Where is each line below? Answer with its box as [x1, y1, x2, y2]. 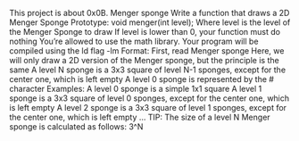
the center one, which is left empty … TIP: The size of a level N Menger [9, 112, 270, 122]
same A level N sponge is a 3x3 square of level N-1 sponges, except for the [9, 64, 287, 75]
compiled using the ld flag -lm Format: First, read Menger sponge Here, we [9, 46, 285, 56]
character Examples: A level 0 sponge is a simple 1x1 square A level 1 [9, 84, 262, 94]
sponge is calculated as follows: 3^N [9, 121, 144, 132]
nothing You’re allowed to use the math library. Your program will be [9, 36, 259, 46]
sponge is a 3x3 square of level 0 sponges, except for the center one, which [9, 93, 290, 104]
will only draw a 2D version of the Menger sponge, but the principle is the [9, 55, 279, 65]
